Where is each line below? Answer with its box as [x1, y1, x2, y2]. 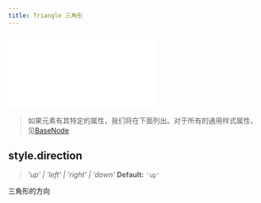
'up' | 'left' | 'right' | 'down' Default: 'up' [27, 170, 160, 179]
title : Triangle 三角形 [8, 11, 83, 20]
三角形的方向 [8, 186, 50, 196]
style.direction [8, 149, 83, 163]
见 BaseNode [27, 125, 70, 135]
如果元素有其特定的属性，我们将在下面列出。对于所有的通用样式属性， [27, 116, 258, 125]
